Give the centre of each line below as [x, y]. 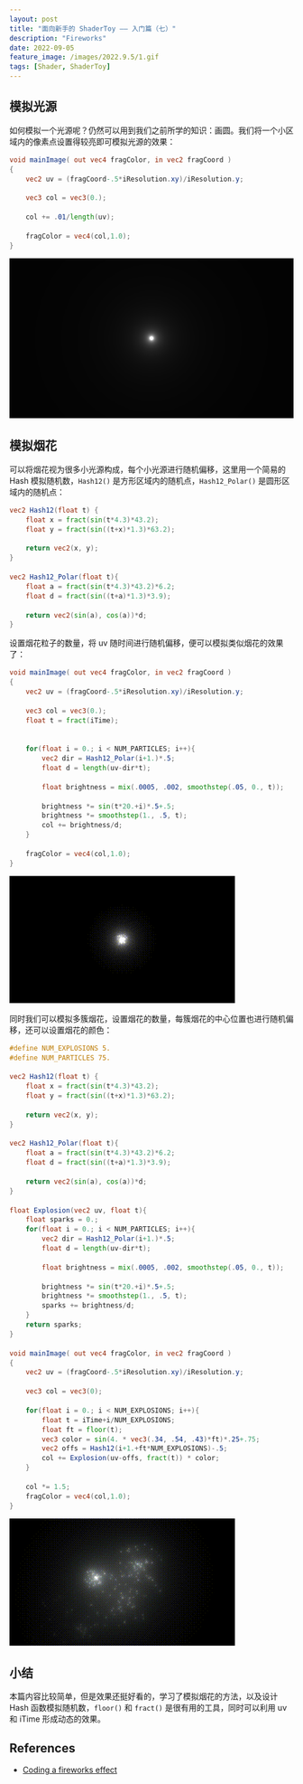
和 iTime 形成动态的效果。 [58, 1719]
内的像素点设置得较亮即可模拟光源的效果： [96, 141]
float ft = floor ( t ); [83, 1430]
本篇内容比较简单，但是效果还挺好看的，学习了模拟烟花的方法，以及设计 [143, 1696]
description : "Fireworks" [58, 38]
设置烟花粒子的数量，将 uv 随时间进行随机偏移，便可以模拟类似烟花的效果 [147, 643]
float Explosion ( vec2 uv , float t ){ [78, 1210]
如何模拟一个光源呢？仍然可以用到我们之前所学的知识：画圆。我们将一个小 [147, 130]
